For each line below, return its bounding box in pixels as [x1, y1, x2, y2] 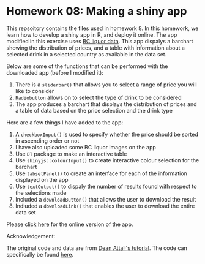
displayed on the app [15, 176, 69, 183]
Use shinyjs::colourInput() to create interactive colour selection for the [15, 156, 199, 164]
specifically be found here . [6, 251, 74, 258]
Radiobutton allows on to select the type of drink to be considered [15, 94, 182, 101]
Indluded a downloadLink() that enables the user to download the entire [15, 202, 195, 209]
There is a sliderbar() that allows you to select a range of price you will [15, 81, 197, 88]
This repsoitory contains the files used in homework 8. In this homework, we [6, 25, 199, 32]
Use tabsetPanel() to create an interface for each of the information [15, 170, 188, 177]
